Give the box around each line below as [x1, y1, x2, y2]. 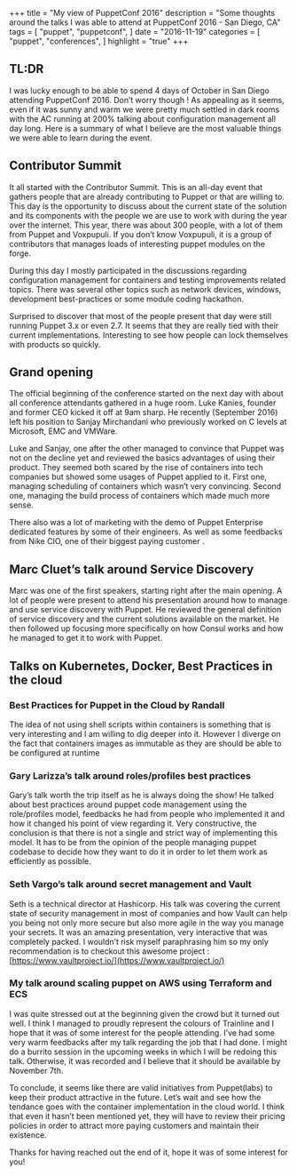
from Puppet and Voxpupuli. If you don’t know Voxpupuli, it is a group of [9, 228, 272, 239]
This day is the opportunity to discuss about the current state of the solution [9, 200, 287, 212]
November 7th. [9, 1065, 64, 1076]
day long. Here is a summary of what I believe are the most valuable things [9, 123, 282, 133]
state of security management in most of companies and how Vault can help [9, 908, 288, 918]
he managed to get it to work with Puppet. [9, 633, 163, 644]
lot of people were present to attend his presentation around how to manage [9, 595, 288, 605]
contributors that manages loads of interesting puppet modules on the [9, 238, 266, 249]
